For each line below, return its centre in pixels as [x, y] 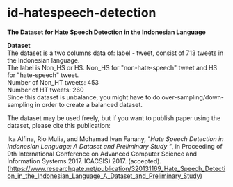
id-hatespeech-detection [82, 13]
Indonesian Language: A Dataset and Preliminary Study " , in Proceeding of [115, 146]
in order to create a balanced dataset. [88, 104]
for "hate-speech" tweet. [43, 75]
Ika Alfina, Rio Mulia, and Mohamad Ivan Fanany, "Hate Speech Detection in [115, 139]
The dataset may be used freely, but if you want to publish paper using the [114, 118]
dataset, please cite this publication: [59, 125]
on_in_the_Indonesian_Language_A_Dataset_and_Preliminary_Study [104, 176]
